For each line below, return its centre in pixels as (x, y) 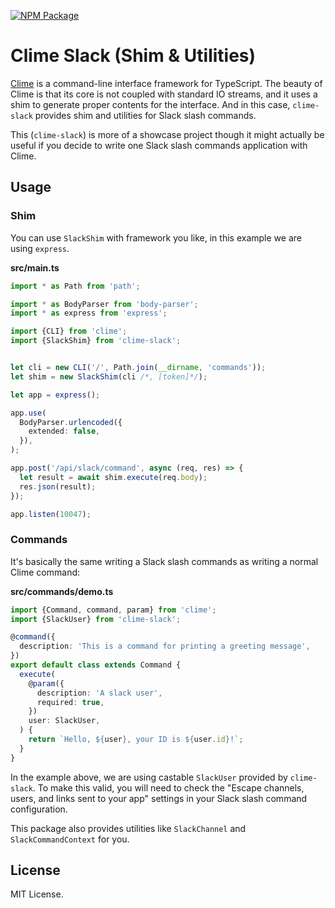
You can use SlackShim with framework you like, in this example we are (156, 237)
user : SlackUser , (64, 721)
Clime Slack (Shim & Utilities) (133, 56)
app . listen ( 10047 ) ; (51, 514)
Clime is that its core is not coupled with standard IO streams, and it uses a (164, 94)
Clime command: (45, 572)
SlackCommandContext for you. (70, 839)
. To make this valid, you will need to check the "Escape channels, (168, 787)
